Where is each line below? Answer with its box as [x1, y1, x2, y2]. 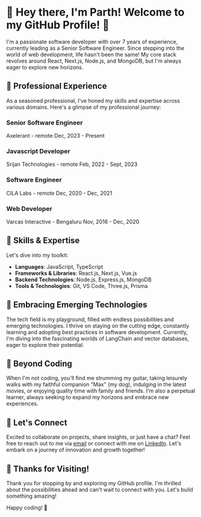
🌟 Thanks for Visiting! [6, 463, 89, 474]
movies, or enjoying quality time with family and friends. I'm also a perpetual [6, 387, 196, 394]
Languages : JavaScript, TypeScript [14, 263, 104, 270]
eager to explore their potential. [6, 341, 84, 348]
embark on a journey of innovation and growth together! [6, 446, 146, 453]
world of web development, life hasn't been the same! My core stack [6, 50, 176, 58]
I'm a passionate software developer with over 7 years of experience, [6, 38, 178, 45]
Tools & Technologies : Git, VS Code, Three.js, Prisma [14, 282, 148, 289]
